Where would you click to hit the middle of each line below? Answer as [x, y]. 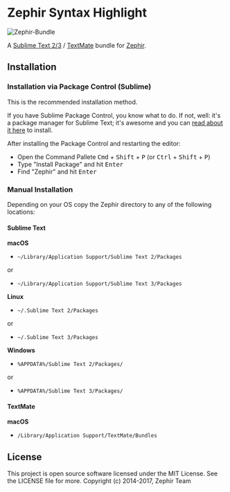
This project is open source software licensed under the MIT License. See [113, 474]
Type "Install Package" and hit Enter [70, 164]
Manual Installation [40, 190]
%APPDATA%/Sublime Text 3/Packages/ [70, 391]
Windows [21, 350]
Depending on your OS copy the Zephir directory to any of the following [109, 204]
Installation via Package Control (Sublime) [79, 86]
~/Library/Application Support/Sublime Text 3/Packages [99, 284]
